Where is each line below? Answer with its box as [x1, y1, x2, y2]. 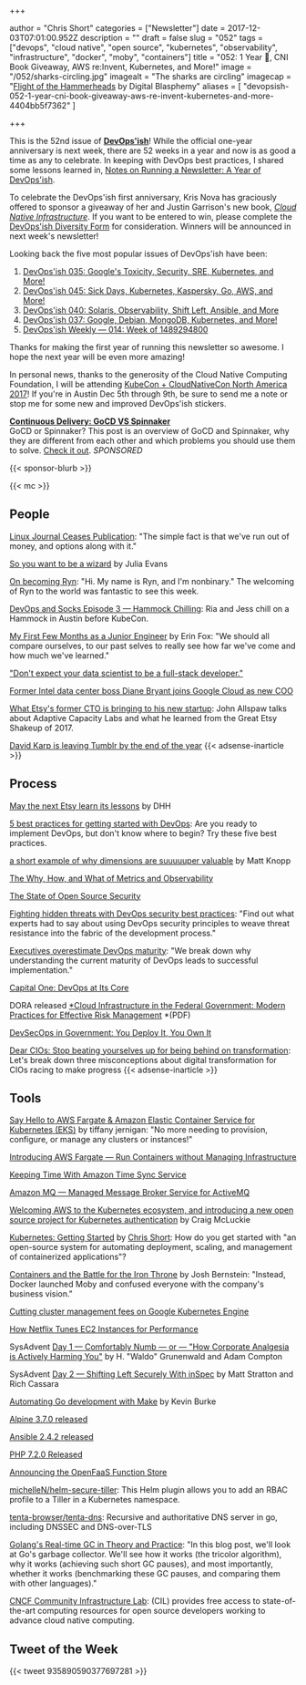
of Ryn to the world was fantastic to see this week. [9, 585, 199, 596]
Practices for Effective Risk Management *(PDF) [9, 1009, 191, 1020]
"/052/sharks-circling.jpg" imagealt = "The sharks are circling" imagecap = [9, 71, 292, 82]
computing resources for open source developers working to [37, 1606, 266, 1617]
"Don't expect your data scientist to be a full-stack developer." [9, 667, 244, 678]
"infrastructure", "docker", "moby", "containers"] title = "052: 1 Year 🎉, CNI [9, 52, 289, 62]
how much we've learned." [9, 649, 110, 661]
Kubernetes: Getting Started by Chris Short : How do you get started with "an [9, 1232, 297, 1243]
